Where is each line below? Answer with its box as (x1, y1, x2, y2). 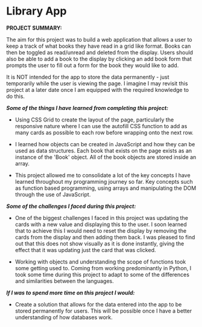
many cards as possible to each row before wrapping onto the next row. (14, 129, 194, 136)
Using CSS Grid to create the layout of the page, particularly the (14, 116, 174, 123)
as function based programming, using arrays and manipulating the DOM (14, 184, 197, 192)
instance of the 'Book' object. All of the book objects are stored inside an (14, 153, 197, 161)
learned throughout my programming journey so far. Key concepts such (14, 178, 193, 185)
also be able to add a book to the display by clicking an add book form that (6, 55, 192, 62)
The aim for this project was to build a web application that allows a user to (6, 36, 192, 43)
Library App (6, 4, 67, 18)
